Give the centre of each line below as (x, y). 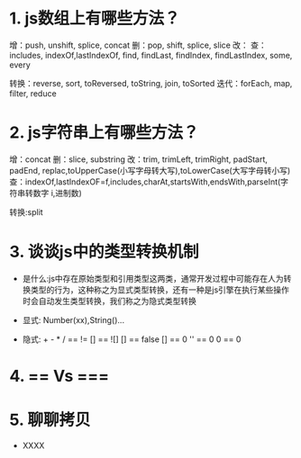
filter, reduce (33, 93)
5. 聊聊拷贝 (50, 420)
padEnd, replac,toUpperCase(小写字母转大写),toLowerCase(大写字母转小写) (150, 170)
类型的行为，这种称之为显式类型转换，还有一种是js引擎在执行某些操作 (160, 290)
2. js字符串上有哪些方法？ (105, 133)
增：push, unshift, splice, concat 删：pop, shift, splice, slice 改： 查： (138, 45)
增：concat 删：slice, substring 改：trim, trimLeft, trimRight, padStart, (139, 159)
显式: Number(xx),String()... (73, 319)
